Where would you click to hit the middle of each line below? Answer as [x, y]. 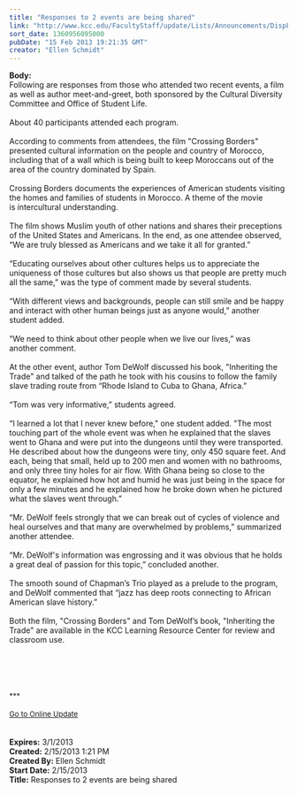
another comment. [43, 348]
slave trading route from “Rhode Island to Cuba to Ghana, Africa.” [128, 386]
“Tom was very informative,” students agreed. [93, 405]
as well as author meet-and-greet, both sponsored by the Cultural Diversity [146, 95]
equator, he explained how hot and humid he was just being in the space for [147, 480]
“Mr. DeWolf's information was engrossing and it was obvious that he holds [146, 555]
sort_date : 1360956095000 [57, 34]
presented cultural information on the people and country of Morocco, [137, 150]
